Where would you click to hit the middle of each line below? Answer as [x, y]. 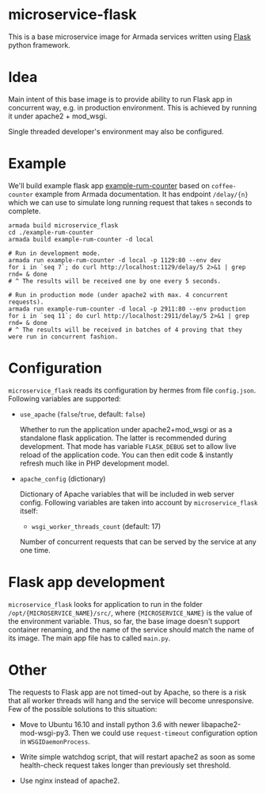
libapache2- [221, 724]
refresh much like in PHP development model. [94, 463]
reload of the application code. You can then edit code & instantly [126, 455]
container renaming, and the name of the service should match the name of [131, 629]
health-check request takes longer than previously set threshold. [125, 765]
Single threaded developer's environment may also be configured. [116, 131]
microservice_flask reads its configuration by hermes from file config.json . [132, 390]
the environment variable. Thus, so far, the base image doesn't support [124, 621]
